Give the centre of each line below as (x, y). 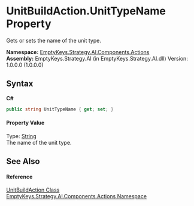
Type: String (21, 136)
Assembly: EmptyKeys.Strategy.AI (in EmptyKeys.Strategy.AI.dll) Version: (97, 58)
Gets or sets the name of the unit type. (54, 40)
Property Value (25, 123)
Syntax (20, 84)
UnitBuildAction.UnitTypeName (86, 11)
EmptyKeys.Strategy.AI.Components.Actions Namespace (77, 196)
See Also (23, 161)
